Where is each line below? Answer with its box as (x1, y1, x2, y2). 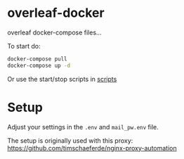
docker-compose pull (7, 55, 68, 63)
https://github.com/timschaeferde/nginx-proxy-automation (7, 144, 177, 152)
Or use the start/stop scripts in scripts (7, 75, 117, 83)
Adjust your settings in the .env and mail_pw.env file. (7, 122, 159, 131)
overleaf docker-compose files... (7, 28, 102, 37)
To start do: (7, 42, 41, 50)
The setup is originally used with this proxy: (7, 136, 133, 145)
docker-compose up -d (7, 62, 71, 69)
